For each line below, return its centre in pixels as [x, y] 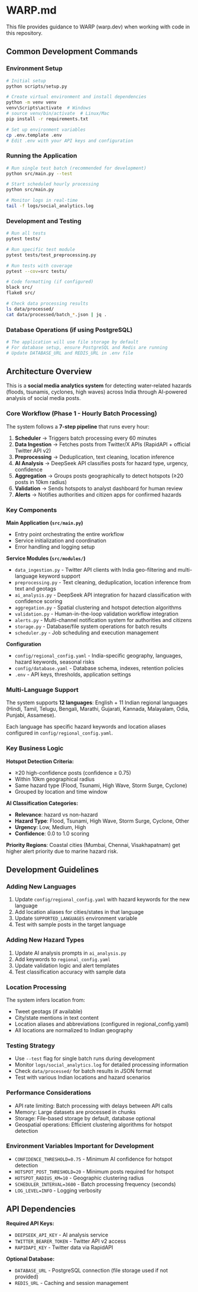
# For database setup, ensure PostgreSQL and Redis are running [87, 347]
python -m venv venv [32, 102]
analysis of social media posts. [43, 398]
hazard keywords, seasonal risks [54, 662]
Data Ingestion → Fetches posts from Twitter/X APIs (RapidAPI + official [103, 444]
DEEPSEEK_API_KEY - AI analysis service [61, 1235]
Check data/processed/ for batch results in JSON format [83, 1071]
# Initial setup [26, 80]
